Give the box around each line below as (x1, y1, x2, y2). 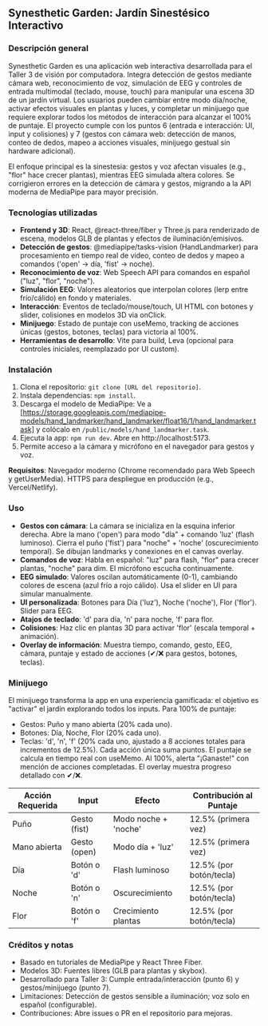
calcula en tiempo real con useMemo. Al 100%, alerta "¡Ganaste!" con (19, 753, 250, 763)
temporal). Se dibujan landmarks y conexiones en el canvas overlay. (19, 546, 244, 556)
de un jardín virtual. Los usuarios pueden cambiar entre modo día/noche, (8, 95, 248, 105)
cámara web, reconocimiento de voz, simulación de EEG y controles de (8, 78, 242, 87)
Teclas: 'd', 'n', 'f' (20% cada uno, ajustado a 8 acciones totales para (19, 736, 246, 746)
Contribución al (192, 789, 253, 800)
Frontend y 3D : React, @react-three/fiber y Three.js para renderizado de (19, 225, 260, 234)
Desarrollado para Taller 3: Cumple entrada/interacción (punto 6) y (19, 975, 239, 984)
